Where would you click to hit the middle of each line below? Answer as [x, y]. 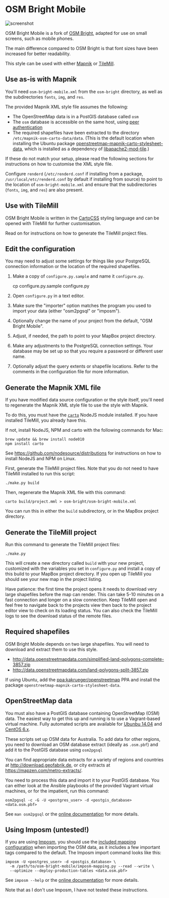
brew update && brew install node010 [45, 439]
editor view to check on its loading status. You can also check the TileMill [81, 611]
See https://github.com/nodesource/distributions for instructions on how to [83, 453]
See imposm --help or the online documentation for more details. [72, 880]
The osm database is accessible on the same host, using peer [76, 122]
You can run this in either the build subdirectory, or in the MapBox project [82, 511]
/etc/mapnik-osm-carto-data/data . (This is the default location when [83, 138]
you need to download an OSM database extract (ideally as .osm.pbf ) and [82, 744]
